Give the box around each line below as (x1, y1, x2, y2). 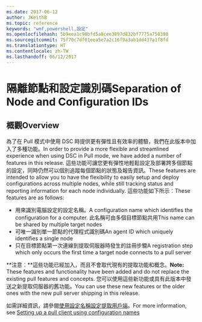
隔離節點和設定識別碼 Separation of (6, 82, 181, 95)
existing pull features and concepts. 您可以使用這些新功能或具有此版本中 (6, 275, 186, 282)
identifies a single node (14, 234, 74, 242)
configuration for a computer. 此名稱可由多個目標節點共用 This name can (14, 214, 195, 221)
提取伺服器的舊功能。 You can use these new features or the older (22, 282, 185, 290)
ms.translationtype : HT (6, 43, 66, 49)
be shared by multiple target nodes (14, 221, 103, 228)
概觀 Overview (6, 120, 60, 130)
